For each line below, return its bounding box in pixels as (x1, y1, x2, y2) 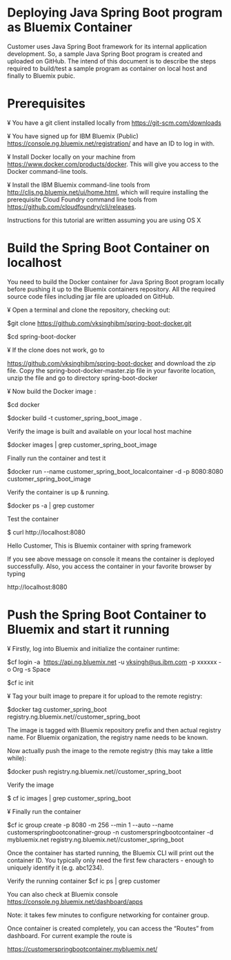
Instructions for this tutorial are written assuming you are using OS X (7, 216, 201, 224)
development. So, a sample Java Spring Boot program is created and (7, 50, 203, 58)
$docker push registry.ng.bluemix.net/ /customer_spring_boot (7, 767, 181, 775)
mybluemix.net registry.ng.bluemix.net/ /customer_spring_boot (7, 835, 184, 843)
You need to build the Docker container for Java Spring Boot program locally (7, 277, 225, 286)
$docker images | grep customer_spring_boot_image (7, 440, 157, 449)
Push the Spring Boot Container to (7, 607, 207, 622)
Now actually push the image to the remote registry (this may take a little (7, 746, 214, 754)
